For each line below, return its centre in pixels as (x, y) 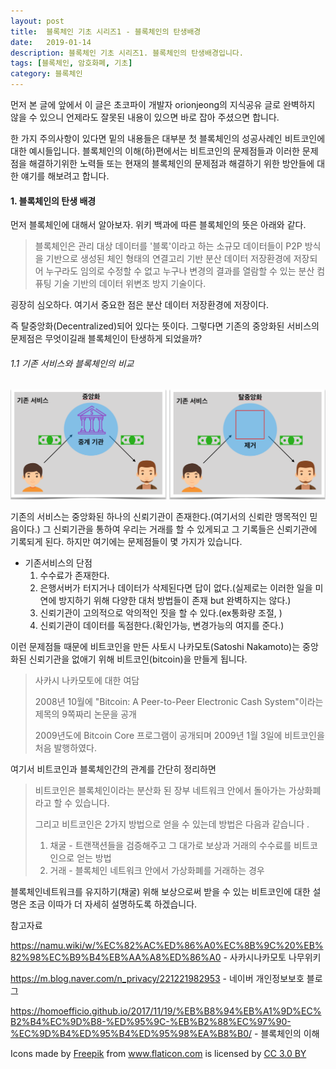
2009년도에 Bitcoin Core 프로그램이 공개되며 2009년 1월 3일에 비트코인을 (179, 736)
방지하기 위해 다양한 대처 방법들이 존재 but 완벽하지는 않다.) (175, 601)
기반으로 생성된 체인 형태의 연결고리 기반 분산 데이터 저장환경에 (168, 259)
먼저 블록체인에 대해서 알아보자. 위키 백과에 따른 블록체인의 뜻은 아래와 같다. (158, 225)
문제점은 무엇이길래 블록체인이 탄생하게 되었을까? (106, 339)
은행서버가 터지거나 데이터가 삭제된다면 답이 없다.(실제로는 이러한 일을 (176, 588)
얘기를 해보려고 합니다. (65, 176)
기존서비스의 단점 (58, 563)
